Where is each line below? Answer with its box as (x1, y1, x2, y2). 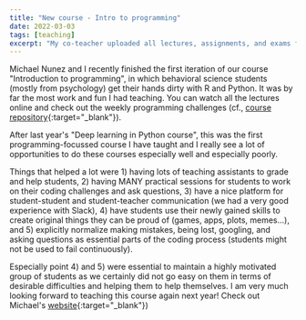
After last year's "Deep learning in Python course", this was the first (9, 129, 263, 141)
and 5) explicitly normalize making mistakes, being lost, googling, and (9, 225, 271, 235)
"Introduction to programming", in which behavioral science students (9, 74, 268, 85)
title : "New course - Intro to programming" (9, 13, 181, 23)
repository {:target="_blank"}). (9, 112, 122, 123)
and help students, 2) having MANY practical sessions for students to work (9, 176, 291, 187)
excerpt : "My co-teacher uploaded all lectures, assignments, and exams (9, 38, 291, 48)
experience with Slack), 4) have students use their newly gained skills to (9, 205, 280, 216)
